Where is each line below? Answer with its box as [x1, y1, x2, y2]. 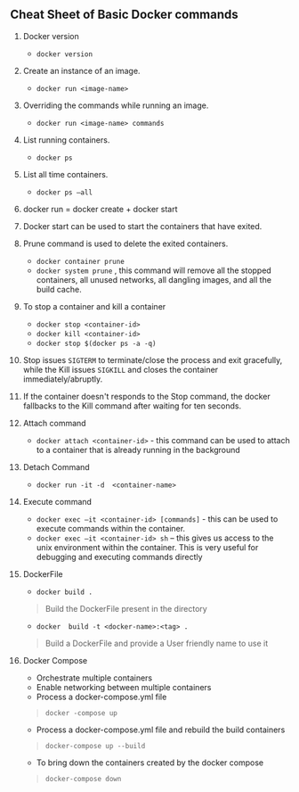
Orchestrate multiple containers [36, 672, 153, 683]
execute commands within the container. [36, 523, 186, 533]
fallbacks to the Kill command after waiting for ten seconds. [22, 400, 242, 411]
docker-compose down [44, 774, 122, 783]
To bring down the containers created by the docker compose [36, 757, 264, 768]
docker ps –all [36, 187, 93, 197]
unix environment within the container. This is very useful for [36, 541, 259, 552]
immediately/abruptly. [22, 374, 103, 384]
